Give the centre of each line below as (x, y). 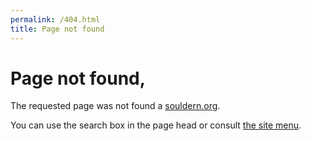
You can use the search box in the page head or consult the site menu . (156, 125)
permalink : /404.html (55, 19)
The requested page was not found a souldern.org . (115, 106)
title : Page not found (57, 29)
